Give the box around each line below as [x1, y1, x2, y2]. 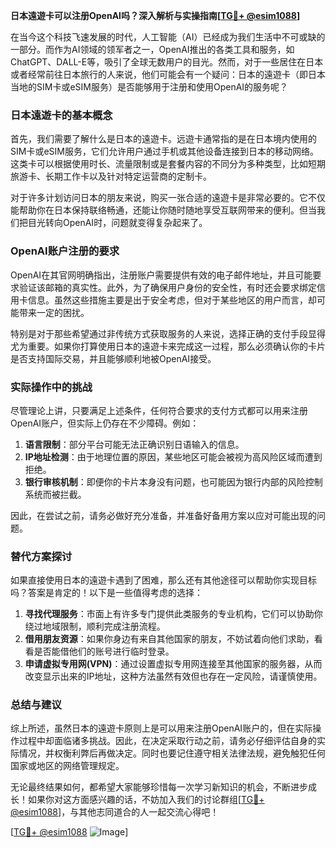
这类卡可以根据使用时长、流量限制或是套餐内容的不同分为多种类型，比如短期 [10, 158, 326, 170]
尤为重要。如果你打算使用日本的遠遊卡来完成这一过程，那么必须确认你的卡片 [10, 340, 326, 352]
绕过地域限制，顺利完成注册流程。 [24, 620, 166, 633]
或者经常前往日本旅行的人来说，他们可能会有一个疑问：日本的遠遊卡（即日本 [10, 69, 326, 80]
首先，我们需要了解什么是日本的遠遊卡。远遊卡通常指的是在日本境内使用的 [10, 133, 317, 145]
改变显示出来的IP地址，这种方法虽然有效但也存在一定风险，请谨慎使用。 [24, 670, 323, 683]
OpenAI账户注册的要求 [10, 244, 120, 258]
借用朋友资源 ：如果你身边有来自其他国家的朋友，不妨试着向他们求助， [24, 633, 315, 645]
